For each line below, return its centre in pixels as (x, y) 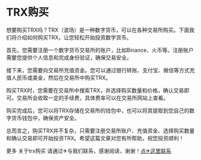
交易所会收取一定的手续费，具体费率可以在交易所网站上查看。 (92, 98)
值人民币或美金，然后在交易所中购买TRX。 (59, 78)
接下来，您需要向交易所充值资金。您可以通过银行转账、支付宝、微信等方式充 (100, 70)
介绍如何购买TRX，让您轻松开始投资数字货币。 (74, 37)
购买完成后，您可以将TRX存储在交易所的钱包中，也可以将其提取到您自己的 (98, 110)
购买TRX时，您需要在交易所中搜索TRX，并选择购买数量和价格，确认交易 (95, 90)
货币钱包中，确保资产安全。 (45, 118)
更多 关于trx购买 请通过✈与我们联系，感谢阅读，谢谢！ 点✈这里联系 (89, 150)
